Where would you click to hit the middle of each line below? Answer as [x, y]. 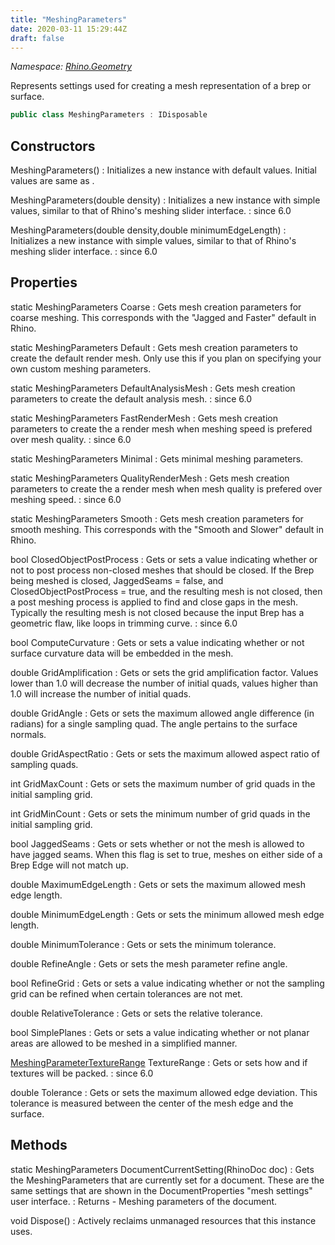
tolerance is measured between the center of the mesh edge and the [152, 1103]
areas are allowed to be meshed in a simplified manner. [124, 1043]
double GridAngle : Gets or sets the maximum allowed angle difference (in [162, 713]
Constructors [53, 146]
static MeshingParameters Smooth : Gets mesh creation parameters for [157, 518]
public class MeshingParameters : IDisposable [109, 115]
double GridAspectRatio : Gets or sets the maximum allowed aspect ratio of [165, 753]
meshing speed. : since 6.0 [66, 499]
